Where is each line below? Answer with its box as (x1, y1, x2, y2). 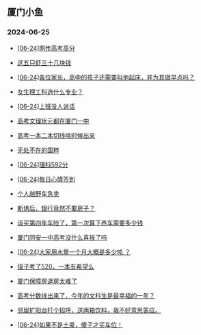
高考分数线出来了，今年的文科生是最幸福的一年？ (16, 291, 155, 299)
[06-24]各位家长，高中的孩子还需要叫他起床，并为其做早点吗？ (16, 73, 195, 81)
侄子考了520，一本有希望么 (16, 262, 94, 271)
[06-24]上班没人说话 (16, 102, 75, 110)
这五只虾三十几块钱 (16, 58, 72, 66)
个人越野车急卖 (16, 189, 59, 197)
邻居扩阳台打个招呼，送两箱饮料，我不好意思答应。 (16, 306, 161, 314)
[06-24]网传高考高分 (16, 44, 75, 52)
